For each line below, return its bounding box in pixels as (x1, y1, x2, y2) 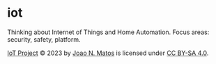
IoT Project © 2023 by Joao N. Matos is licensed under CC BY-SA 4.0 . (7, 49, 209, 57)
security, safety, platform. (7, 35, 81, 43)
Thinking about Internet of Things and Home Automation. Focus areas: (7, 28, 210, 36)
